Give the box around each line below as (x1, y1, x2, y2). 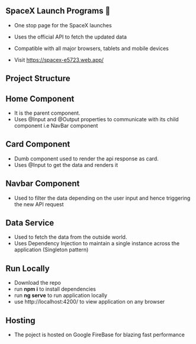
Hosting (5, 315, 36, 326)
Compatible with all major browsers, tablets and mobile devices (14, 45, 169, 52)
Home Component (5, 93, 75, 104)
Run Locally (5, 263, 50, 273)
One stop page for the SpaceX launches (14, 21, 112, 29)
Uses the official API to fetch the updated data (14, 33, 127, 40)
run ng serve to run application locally (14, 292, 108, 299)
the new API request (14, 200, 64, 208)
